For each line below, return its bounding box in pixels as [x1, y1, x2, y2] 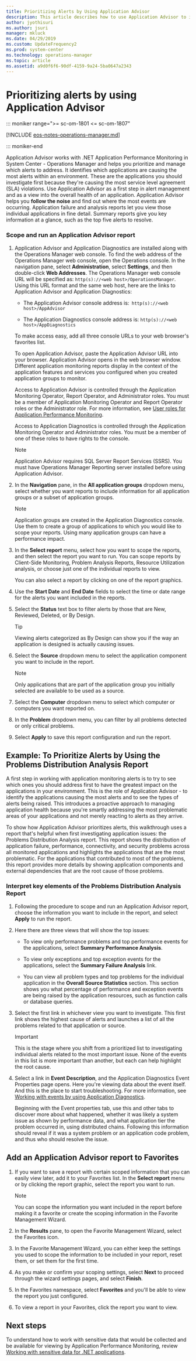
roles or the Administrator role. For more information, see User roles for [14, 405, 186, 412]
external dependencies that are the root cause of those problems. [6, 868, 164, 875]
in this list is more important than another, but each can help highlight [14, 1057, 181, 1064]
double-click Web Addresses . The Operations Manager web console [14, 269, 181, 276]
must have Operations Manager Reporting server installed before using [14, 463, 185, 470]
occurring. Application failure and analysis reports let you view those [6, 204, 171, 211]
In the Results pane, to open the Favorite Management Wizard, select [14, 1227, 182, 1234]
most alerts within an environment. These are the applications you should [6, 173, 183, 180]
